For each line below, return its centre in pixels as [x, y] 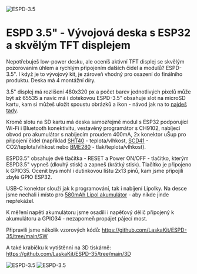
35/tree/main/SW [27, 236]
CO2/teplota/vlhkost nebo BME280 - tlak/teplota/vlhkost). [76, 146]
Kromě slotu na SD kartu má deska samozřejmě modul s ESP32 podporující [97, 122]
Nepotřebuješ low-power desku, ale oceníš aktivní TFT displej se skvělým [95, 61]
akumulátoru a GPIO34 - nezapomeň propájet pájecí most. [77, 218]
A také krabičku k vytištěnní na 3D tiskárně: [59, 248]
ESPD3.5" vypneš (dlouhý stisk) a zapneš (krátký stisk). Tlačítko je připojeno [99, 164]
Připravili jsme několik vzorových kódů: [54, 230]
